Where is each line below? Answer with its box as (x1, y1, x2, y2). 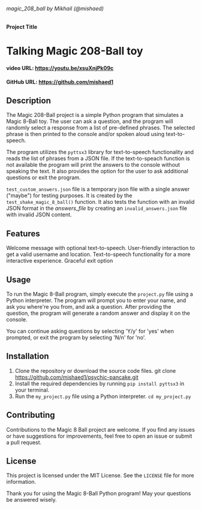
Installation (6, 351, 49, 362)
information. (6, 478, 37, 486)
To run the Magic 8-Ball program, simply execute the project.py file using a (6, 291, 193, 298)
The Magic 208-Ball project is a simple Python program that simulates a (6, 112, 184, 119)
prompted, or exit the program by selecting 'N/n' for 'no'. (6, 334, 146, 341)
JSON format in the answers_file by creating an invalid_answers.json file (6, 204, 187, 212)
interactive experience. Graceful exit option (6, 257, 113, 264)
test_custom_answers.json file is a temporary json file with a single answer (6, 186, 190, 193)
